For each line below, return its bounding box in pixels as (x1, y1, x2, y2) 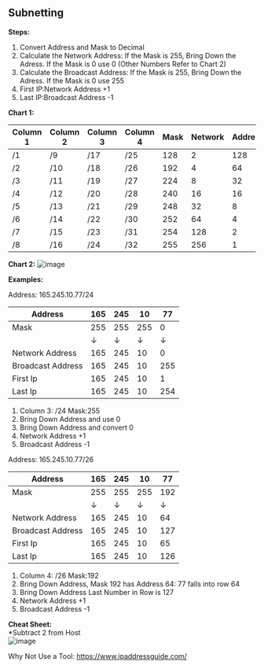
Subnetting (8, 6, 64, 20)
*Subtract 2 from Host (8, 627, 81, 637)
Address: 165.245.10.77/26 (8, 454, 94, 464)
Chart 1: (8, 108, 35, 117)
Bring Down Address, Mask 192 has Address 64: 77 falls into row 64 (19, 578, 240, 589)
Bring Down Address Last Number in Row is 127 (19, 587, 174, 597)
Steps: (8, 27, 30, 36)
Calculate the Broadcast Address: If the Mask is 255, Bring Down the (19, 67, 242, 77)
